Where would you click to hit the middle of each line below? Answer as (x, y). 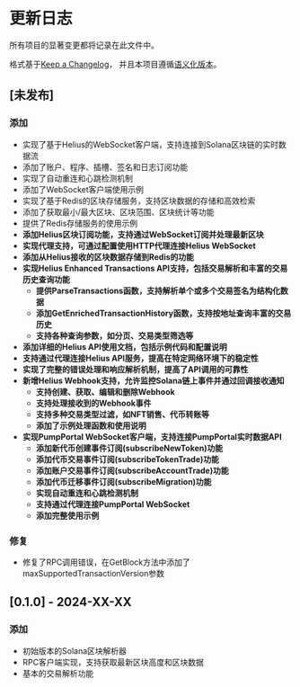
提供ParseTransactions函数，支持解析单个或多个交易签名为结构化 (158, 290)
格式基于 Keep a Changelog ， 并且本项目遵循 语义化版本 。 (115, 64)
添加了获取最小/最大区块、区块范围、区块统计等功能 (118, 211)
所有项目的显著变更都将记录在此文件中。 (84, 45)
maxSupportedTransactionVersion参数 (93, 573)
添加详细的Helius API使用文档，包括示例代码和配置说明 (124, 346)
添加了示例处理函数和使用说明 (91, 425)
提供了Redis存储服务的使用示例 (80, 223)
